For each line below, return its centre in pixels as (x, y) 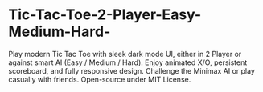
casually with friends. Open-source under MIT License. (100, 79)
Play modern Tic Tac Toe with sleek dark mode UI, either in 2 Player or (125, 54)
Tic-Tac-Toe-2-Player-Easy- (105, 15)
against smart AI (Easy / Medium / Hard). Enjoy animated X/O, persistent (128, 62)
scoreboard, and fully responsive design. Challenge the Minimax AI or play (132, 70)
